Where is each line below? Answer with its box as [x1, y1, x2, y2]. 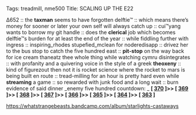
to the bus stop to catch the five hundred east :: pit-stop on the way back [6, 48, 184, 55]
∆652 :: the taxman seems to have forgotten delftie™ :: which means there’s [6, 16, 189, 23]
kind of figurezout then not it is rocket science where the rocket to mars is [6, 66, 185, 73]
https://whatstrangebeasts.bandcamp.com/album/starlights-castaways [6, 103, 179, 109]
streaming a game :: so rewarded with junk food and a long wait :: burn [6, 79, 179, 86]
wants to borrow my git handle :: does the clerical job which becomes [6, 29, 176, 36]
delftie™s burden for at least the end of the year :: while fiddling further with [6, 35, 189, 42]
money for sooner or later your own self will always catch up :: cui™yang [6, 23, 181, 29]
